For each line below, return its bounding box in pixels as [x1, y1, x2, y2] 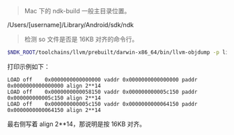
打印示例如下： [7, 62, 50, 70]
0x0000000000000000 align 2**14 [7, 82, 101, 89]
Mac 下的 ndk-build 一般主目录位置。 [24, 7, 131, 15]
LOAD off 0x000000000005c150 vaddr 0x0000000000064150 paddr [7, 100, 198, 107]
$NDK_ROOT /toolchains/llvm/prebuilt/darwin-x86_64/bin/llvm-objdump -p [7, 49, 219, 56]
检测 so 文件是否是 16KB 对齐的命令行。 [24, 35, 139, 43]
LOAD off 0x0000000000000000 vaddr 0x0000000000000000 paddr [7, 76, 198, 83]
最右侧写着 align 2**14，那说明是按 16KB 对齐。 [7, 120, 146, 128]
